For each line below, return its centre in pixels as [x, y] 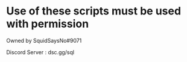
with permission [48, 24]
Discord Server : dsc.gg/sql [40, 52]
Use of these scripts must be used [94, 11]
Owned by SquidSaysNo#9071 [44, 40]
